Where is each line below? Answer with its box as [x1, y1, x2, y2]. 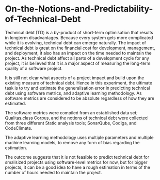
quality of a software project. [5, 65, 63, 71]
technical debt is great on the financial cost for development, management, [5, 45, 155, 51]
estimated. [5, 100, 26, 106]
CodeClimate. [5, 125, 32, 131]
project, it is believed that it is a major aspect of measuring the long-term [5, 60, 151, 66]
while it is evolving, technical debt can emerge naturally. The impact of [5, 40, 146, 45]
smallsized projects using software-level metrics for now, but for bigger [5, 159, 148, 165]
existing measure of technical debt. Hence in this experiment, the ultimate [5, 80, 153, 85]
